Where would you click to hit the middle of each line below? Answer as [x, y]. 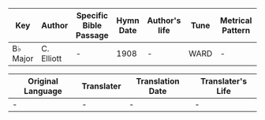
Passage [92, 35]
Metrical [236, 21]
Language [43, 91]
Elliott [51, 58]
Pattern [236, 30]
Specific [92, 15]
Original [43, 81]
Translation [158, 81]
